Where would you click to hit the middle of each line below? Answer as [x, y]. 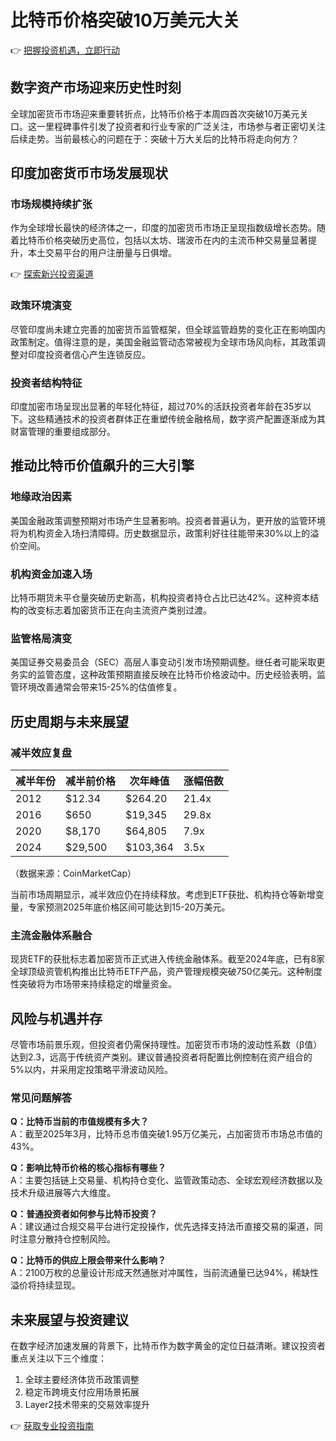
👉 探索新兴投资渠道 [52, 274]
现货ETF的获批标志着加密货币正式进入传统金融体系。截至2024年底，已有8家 [168, 959]
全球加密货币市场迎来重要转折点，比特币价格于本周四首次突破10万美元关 [159, 113]
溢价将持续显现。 [45, 1285]
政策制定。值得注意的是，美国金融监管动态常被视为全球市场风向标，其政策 [163, 342]
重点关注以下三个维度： [58, 1358]
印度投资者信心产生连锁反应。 [89, 354]
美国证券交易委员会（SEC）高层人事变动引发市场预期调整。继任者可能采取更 [168, 662]
